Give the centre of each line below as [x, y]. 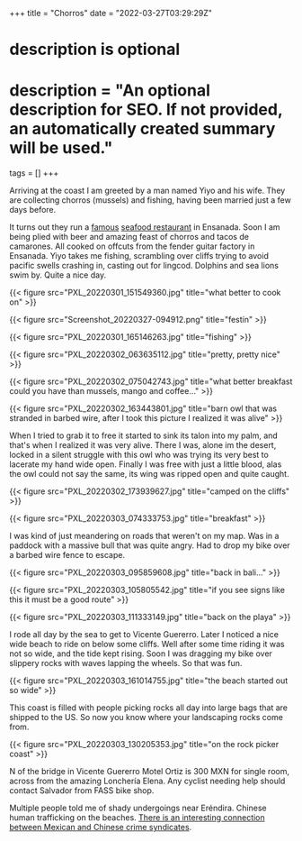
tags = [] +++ [34, 173]
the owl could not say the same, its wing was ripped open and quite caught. [149, 474]
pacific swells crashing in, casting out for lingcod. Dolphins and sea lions [144, 266]
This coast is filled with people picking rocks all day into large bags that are [148, 708]
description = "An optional [110, 91]
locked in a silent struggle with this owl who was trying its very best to [139, 455]
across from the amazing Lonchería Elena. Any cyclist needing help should [147, 781]
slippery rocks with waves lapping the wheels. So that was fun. [126, 663]
